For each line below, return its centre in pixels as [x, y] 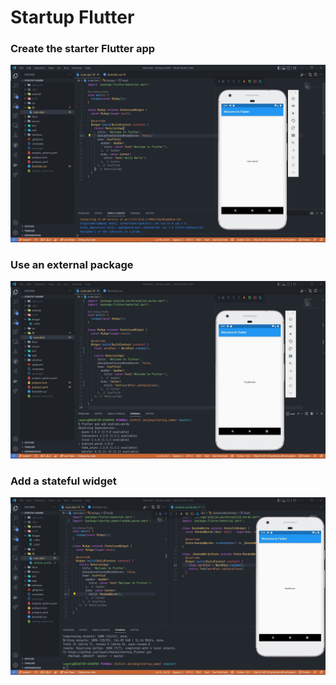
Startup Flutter [72, 17]
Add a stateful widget [63, 481]
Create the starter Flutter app [83, 49]
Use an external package [72, 264]
